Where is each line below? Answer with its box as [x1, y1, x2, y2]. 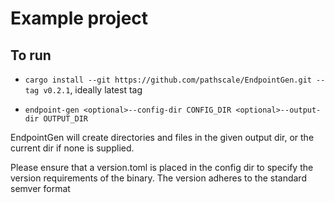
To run [10, 47, 52, 64]
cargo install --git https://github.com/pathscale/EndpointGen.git [24, 75, 312, 85]
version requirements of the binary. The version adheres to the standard [10, 172, 307, 184]
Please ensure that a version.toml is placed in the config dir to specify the [10, 162, 314, 173]
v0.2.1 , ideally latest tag [43, 84, 143, 96]
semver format [10, 183, 71, 194]
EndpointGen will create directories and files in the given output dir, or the [10, 132, 315, 143]
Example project [10, 7, 149, 30]
